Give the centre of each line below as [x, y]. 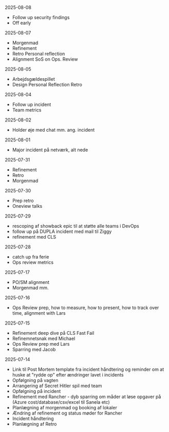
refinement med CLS [34, 237]
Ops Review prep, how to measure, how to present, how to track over [86, 308]
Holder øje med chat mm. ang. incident [53, 130]
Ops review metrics [33, 262]
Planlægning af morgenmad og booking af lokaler [65, 408]
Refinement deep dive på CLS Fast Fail [53, 333]
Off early [22, 23]
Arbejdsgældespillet [33, 79]
